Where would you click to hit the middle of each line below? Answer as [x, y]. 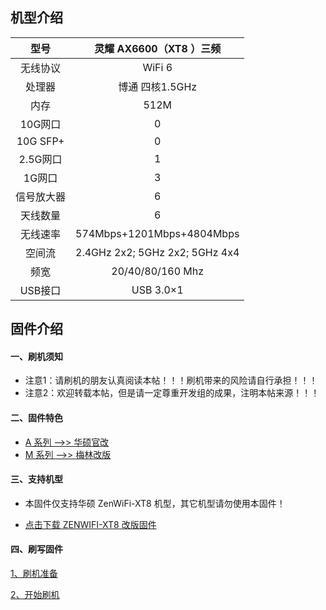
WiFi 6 [157, 67]
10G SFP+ [40, 141]
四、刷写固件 [36, 549]
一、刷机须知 [36, 356]
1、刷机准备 [34, 574]
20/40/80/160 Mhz [158, 271]
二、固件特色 [36, 417]
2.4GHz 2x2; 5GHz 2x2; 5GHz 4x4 [157, 252]
